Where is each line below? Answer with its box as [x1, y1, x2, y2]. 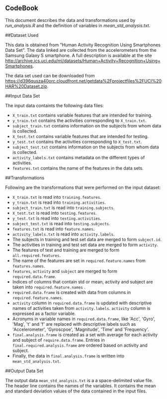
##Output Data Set [5, 368, 44, 374]
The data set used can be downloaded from [5, 72, 95, 79]
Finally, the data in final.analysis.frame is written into [12, 353, 125, 359]
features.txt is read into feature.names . [12, 226, 95, 232]
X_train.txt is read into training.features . [12, 194, 102, 200]
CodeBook [5, 4, 38, 12]
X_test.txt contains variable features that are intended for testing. [12, 133, 149, 139]
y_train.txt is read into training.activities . [12, 199, 106, 205]
